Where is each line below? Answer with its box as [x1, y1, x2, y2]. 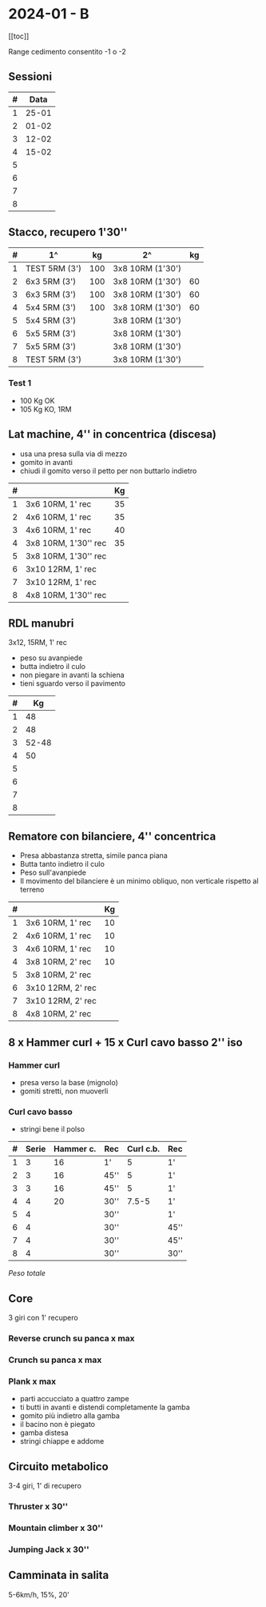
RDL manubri [8, 617, 74, 631]
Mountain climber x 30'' [8, 1522, 104, 1533]
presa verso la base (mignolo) [19, 1077, 118, 1087]
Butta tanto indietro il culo [19, 860, 105, 869]
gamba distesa [19, 1428, 69, 1437]
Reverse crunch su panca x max [8, 1333, 135, 1345]
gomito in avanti [19, 457, 73, 467]
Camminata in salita [8, 1569, 109, 1582]
